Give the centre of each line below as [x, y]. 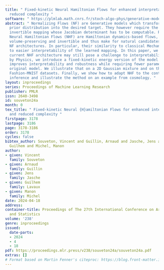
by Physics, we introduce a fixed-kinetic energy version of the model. [85, 60]
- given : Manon [20, 191]
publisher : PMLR [21, 91]
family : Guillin [26, 169]
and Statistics [25, 214]
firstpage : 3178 [21, 119]
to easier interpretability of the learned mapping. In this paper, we [84, 50]
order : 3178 [17, 133]
